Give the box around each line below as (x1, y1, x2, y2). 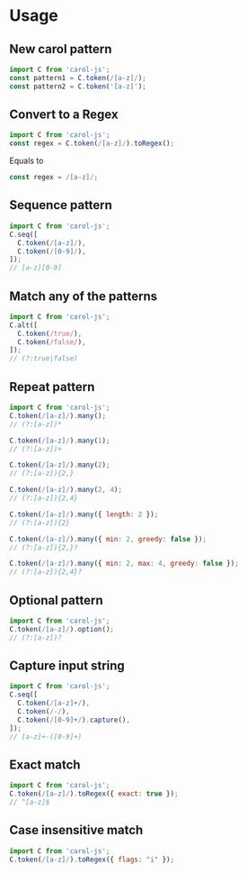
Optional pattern (9, 592, 103, 608)
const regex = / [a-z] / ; (9, 173, 99, 182)
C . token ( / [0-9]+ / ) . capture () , (17, 715, 130, 724)
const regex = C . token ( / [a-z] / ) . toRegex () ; (9, 139, 175, 149)
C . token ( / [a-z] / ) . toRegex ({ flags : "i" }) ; (9, 855, 175, 864)
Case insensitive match (9, 823, 144, 838)
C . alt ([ (9, 321, 39, 330)
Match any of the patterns (9, 288, 158, 304)
